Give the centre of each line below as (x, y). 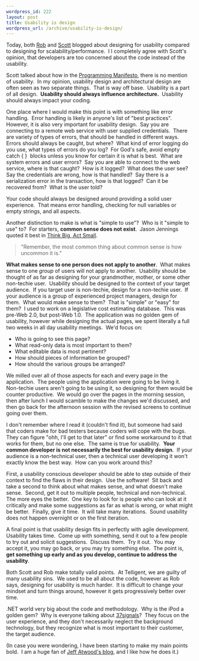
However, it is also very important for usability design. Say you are (88, 124)
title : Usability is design (41, 22)
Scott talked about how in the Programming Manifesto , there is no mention (97, 75)
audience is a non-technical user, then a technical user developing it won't (97, 456)
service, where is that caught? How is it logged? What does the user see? (97, 169)
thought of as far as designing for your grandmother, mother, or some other (98, 277)
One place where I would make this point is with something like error (90, 112)
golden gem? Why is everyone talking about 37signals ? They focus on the (98, 615)
